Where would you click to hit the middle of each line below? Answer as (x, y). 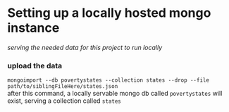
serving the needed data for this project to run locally (85, 47)
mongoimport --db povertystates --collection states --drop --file (109, 80)
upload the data (35, 66)
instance (33, 28)
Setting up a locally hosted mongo (109, 13)
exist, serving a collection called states (64, 101)
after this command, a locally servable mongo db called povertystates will (115, 94)
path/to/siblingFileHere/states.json (63, 87)
